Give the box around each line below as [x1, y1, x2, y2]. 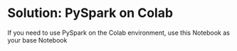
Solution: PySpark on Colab [7, 5, 173, 21]
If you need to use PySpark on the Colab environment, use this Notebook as [7, 28, 230, 37]
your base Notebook [7, 35, 68, 44]
